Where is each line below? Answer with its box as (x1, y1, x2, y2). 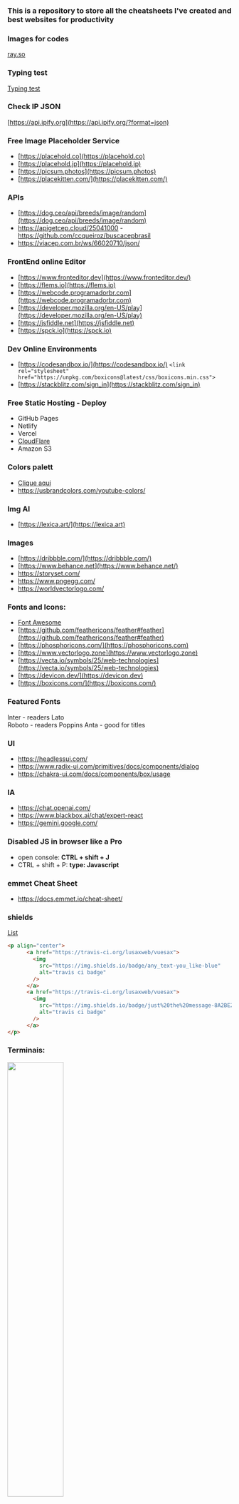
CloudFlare (17, 437, 51, 446)
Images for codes (7, 34, 69, 44)
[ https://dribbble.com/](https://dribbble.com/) (17, 554, 152, 563)
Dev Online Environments (7, 344, 97, 354)
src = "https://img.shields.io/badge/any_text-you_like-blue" (38, 962, 221, 969)
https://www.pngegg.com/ (17, 577, 96, 585)
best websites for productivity (7, 14, 115, 24)
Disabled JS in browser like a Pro (7, 837, 122, 846)
